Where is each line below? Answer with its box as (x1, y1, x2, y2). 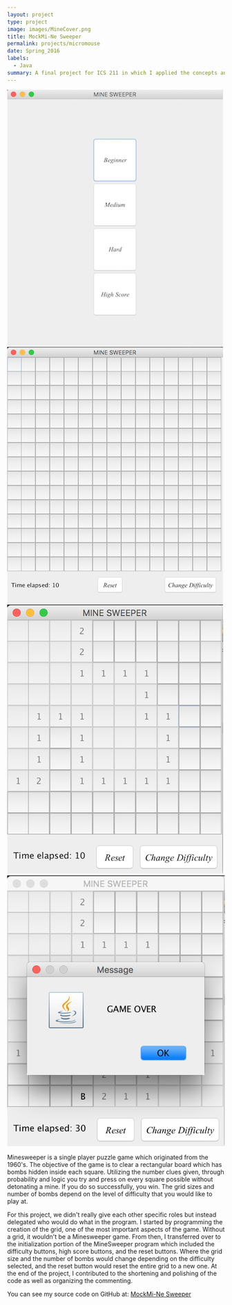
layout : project (7, 11, 54, 18)
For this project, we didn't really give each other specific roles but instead (7, 1210, 217, 1219)
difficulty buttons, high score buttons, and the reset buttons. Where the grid (7, 1247, 222, 1256)
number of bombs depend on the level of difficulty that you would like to (7, 1190, 213, 1198)
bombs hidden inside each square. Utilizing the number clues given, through (7, 1168, 224, 1177)
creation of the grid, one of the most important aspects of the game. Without (7, 1226, 225, 1234)
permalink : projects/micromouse (7, 40, 100, 48)
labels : (7, 55, 30, 62)
